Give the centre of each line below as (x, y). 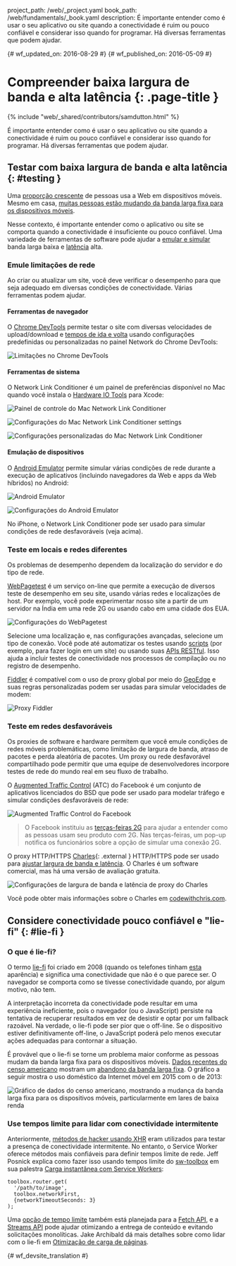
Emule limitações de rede (51, 265)
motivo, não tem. (32, 989)
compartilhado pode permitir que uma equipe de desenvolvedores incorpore (118, 764)
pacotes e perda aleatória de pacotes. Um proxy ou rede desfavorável (109, 756)
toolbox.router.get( (38, 1182)
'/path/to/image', (41, 1188)
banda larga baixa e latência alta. (55, 247)
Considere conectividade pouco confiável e (105, 920)
